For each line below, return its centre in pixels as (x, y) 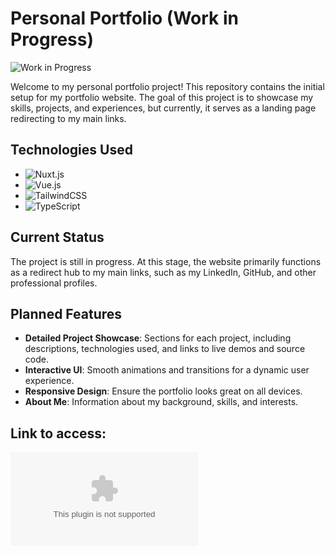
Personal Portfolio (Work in (124, 18)
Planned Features (66, 313)
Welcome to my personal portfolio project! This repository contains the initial (167, 86)
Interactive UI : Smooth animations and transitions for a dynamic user (167, 370)
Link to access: (58, 433)
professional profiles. (54, 283)
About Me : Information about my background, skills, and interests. (161, 402)
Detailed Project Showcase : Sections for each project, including (158, 338)
